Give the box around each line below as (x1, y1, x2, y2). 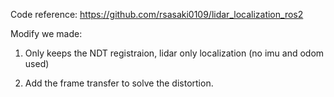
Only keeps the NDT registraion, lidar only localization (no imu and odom (24, 47, 325, 59)
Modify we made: (10, 28, 83, 39)
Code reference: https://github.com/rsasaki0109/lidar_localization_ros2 (10, 9, 304, 20)
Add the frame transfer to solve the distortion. (24, 77, 214, 89)
